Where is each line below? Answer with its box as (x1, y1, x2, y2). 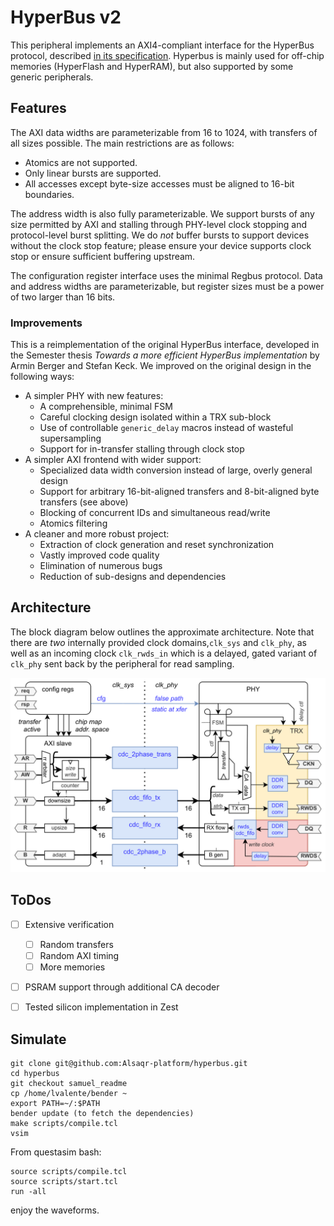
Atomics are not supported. (24, 156, 138, 168)
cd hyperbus (10, 1068, 60, 1078)
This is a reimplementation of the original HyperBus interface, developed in (10, 339, 320, 351)
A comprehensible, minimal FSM (39, 401, 173, 413)
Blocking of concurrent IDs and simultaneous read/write (39, 507, 271, 519)
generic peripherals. (10, 71, 94, 83)
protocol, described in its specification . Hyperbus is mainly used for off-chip (10, 49, 325, 61)
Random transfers (39, 938, 114, 950)
